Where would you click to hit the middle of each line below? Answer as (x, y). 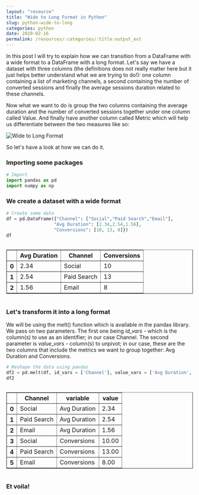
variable (78, 398)
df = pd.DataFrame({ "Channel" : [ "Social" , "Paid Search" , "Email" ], (90, 219)
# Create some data (30, 213)
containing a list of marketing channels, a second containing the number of (98, 81)
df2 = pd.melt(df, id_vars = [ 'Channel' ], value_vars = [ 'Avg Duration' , (99, 372)
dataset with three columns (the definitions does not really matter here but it (99, 68)
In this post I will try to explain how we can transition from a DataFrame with (99, 56)
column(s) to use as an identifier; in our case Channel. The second (87, 337)
